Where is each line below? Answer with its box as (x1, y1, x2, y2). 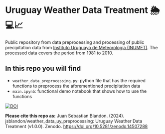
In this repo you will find (5, 64, 81, 73)
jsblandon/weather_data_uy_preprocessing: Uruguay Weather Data (5, 118, 143, 124)
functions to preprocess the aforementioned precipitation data (12, 83, 141, 89)
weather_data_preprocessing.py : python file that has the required (12, 77, 146, 83)
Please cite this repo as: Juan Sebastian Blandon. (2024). (5, 113, 125, 119)
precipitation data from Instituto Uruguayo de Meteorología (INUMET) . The (5, 44, 158, 50)
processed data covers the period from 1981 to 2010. (5, 50, 114, 56)
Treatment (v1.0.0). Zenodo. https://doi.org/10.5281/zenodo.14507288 (5, 123, 148, 129)
